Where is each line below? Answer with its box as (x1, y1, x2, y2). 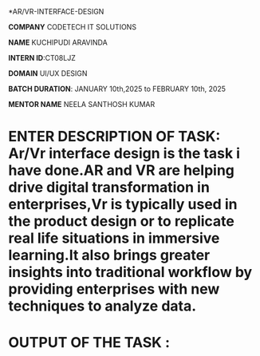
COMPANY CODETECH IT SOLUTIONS (8, 22, 137, 31)
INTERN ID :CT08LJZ (8, 53, 76, 62)
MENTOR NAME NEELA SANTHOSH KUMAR (8, 100, 156, 109)
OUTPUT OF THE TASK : (8, 334, 170, 352)
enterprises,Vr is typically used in (8, 196, 238, 214)
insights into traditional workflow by (8, 263, 253, 282)
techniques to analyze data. (8, 297, 197, 315)
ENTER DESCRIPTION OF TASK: (8, 128, 221, 146)
